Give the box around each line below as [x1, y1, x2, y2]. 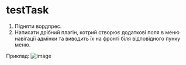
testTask [6, 3, 49, 17]
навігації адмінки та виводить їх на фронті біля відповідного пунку [14, 35, 181, 42]
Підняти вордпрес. [14, 23, 62, 30]
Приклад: [6, 52, 30, 59]
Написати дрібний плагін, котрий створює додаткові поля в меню [14, 28, 180, 35]
